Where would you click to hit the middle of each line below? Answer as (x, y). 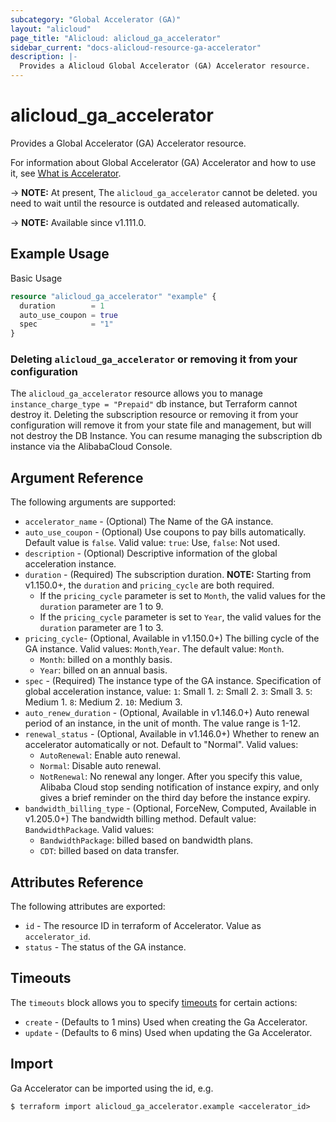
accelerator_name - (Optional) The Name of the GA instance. (149, 522)
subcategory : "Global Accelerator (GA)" (96, 19)
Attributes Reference (77, 882)
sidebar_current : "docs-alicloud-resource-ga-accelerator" (136, 47)
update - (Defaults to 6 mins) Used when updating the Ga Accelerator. (168, 1032)
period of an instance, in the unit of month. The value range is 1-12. (163, 723)
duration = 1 (62, 306)
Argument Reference (77, 477)
